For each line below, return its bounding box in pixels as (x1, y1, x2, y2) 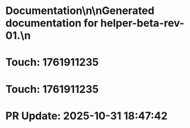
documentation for (5, 16, 99, 30)
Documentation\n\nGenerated (5, 4, 155, 18)
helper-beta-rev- (100, 16, 185, 30)
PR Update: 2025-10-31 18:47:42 (5, 109, 168, 122)
